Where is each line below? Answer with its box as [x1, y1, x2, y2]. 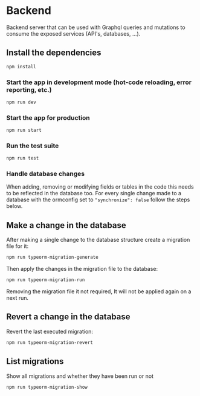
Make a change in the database [6, 220, 126, 230]
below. [6, 203, 23, 210]
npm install [6, 63, 36, 70]
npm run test [6, 155, 39, 161]
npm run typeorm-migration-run [6, 277, 85, 283]
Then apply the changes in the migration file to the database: [6, 265, 158, 273]
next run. [6, 294, 29, 301]
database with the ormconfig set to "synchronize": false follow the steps [6, 196, 190, 203]
